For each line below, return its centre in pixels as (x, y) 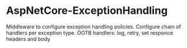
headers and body (28, 39)
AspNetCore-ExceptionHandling (87, 11)
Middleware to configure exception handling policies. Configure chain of (93, 27)
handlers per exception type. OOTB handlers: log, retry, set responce (90, 32)
